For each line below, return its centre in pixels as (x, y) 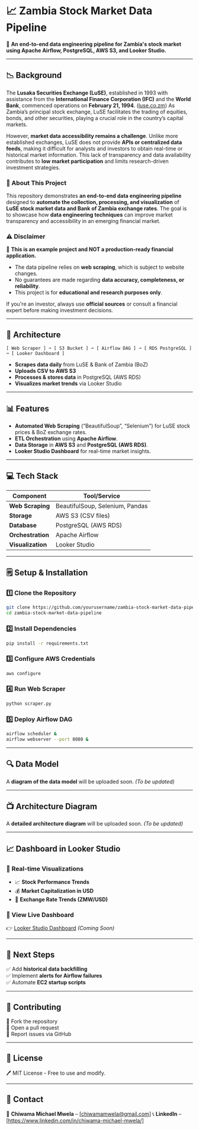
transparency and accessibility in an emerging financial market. (84, 221)
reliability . (27, 286)
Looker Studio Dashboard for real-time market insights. (83, 451)
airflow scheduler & (32, 734)
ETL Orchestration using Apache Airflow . (66, 438)
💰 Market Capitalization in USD (54, 891)
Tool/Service (102, 495)
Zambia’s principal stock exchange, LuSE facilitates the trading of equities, (97, 112)
